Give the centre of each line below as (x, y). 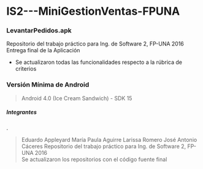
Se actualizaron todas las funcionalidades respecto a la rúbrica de (99, 62)
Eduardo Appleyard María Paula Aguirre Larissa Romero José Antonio (109, 140)
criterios (26, 69)
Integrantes (21, 112)
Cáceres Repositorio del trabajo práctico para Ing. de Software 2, (104, 146)
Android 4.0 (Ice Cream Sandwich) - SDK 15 (77, 98)
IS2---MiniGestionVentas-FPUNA (93, 11)
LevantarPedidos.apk (39, 31)
